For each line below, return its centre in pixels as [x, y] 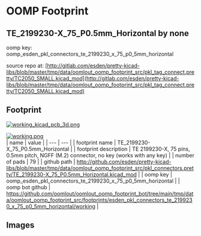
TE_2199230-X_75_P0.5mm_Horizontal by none [97, 33]
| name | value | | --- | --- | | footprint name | [61, 142]
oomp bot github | [28, 187]
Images [20, 225]
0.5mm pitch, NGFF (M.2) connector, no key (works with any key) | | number [100, 155]
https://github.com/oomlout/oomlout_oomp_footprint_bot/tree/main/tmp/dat [100, 193]
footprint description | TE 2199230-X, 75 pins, [133, 149]
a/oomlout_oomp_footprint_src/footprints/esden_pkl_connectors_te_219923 [100, 200]
